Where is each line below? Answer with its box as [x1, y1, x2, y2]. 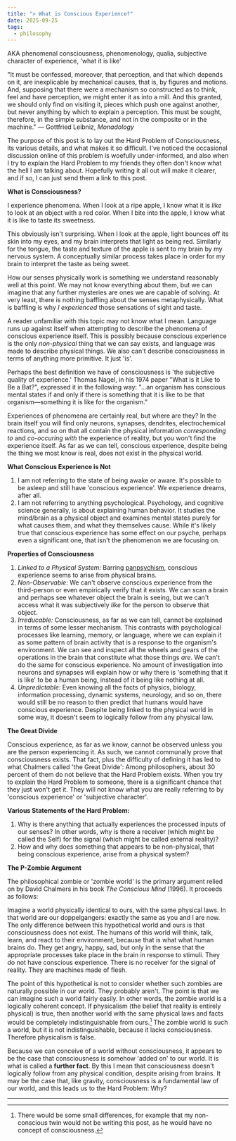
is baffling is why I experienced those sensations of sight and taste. [7, 304, 202, 312]
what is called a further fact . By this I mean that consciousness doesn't [7, 1061, 214, 1070]
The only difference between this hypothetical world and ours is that [7, 921, 205, 930]
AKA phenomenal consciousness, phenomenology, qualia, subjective [7, 49, 207, 58]
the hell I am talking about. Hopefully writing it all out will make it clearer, [7, 166, 216, 175]
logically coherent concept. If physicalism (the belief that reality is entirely [7, 1002, 221, 1011]
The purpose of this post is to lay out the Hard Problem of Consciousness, [7, 137, 222, 145]
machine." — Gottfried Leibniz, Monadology [7, 123, 135, 131]
